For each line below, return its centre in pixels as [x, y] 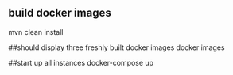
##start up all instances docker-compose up [81, 62]
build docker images [60, 13]
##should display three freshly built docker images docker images [116, 47]
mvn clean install [36, 32]
